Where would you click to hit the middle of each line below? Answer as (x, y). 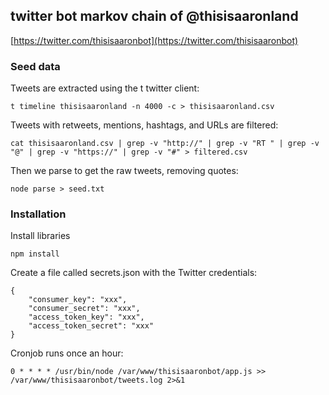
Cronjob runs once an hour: (67, 353)
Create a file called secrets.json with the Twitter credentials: (134, 273)
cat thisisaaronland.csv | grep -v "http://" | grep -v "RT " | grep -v (165, 144)
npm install (35, 254)
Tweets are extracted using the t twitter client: (105, 88)
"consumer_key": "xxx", (78, 300)
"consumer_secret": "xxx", (84, 309)
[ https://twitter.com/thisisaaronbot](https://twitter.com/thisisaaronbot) (154, 40)
